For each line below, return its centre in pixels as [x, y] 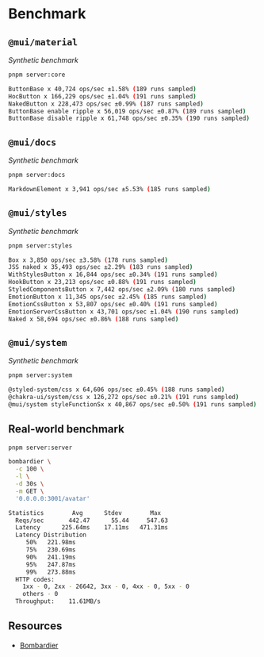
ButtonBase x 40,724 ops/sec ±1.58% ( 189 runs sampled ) [102, 89]
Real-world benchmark [66, 429]
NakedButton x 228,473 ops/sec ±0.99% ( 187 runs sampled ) [106, 104]
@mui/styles [38, 213]
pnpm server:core [37, 75]
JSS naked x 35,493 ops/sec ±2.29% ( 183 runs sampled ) [101, 267]
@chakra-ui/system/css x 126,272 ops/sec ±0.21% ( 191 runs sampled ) [124, 397]
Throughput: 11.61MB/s [58, 601]
